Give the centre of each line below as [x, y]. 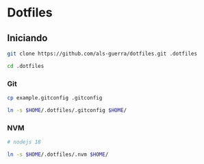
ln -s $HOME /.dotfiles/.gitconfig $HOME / [67, 110]
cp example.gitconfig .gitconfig [55, 98]
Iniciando [27, 38]
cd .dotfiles [26, 66]
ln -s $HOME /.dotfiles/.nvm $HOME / [58, 154]
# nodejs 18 [24, 142]
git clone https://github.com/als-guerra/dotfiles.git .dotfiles [102, 54]
